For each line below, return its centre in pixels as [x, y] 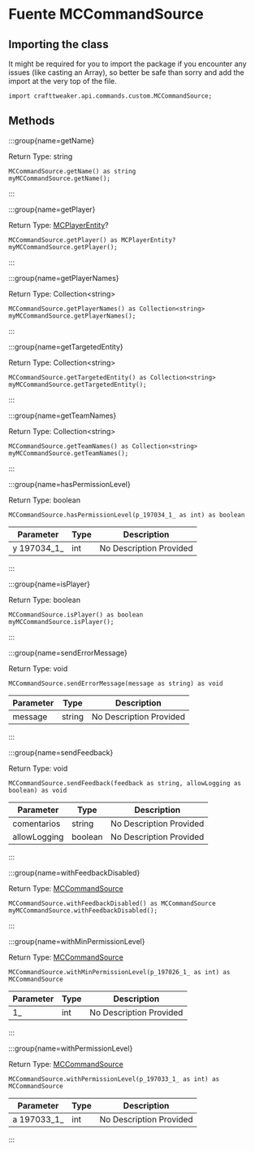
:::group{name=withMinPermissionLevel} [77, 941]
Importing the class [58, 44]
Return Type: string [41, 156]
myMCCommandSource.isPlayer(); [61, 622]
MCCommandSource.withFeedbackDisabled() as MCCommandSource [112, 903]
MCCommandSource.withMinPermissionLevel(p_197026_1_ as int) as [119, 972]
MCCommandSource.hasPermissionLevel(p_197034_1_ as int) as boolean [127, 515]
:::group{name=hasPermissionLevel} [70, 484]
